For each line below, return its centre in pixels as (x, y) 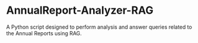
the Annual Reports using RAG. (44, 33)
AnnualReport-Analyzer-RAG (80, 10)
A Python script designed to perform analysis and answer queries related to (99, 27)
